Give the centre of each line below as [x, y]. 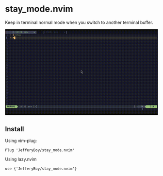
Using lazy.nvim [21, 159]
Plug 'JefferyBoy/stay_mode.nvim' [40, 150]
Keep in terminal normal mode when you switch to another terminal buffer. [79, 22]
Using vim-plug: [21, 141]
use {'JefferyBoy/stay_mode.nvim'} [41, 169]
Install [15, 129]
